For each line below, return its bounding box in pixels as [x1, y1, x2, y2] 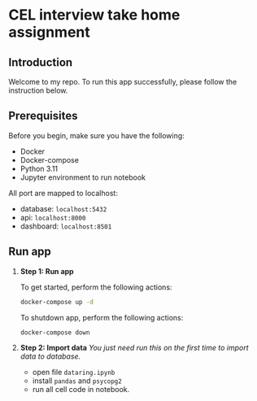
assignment [8, 23, 91, 41]
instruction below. [8, 85, 68, 95]
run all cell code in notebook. [32, 385, 130, 394]
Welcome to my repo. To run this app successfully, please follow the [8, 77, 237, 86]
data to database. [20, 351, 81, 361]
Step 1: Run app [20, 266, 75, 276]
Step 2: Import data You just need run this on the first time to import [20, 343, 250, 353]
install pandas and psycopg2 [32, 376, 122, 386]
